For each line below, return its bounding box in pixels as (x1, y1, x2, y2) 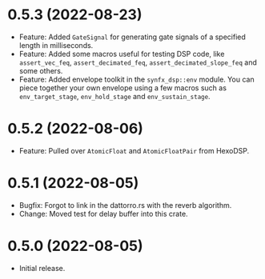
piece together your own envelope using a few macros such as (18, 82, 227, 93)
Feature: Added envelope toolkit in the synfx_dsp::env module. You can (18, 74, 255, 84)
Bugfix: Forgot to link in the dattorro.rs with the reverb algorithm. (18, 200, 232, 209)
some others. (18, 66, 63, 75)
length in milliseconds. (18, 40, 94, 50)
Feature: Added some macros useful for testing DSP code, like (18, 49, 225, 58)
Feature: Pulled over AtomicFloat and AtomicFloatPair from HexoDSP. (18, 145, 250, 155)
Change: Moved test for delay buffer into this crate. (18, 209, 189, 218)
